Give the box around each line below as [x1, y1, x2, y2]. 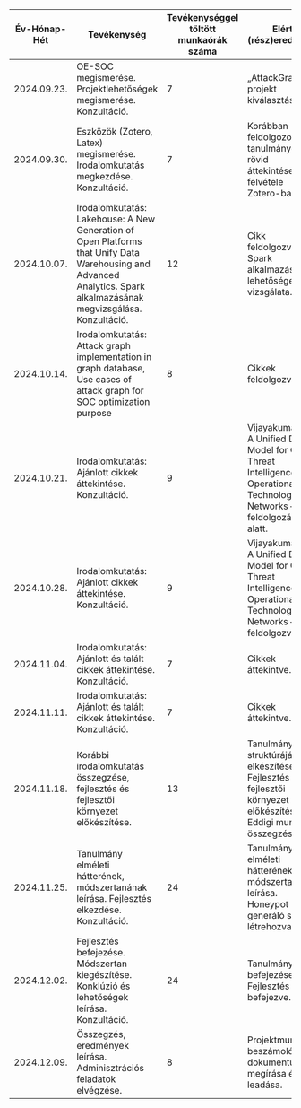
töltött [189, 22, 217, 35]
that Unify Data [75, 247, 141, 258]
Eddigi [246, 816, 274, 828]
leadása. [246, 1078, 283, 1091]
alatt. [246, 522, 269, 535]
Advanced [75, 269, 120, 281]
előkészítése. [75, 816, 133, 828]
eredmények [75, 1040, 130, 1051]
